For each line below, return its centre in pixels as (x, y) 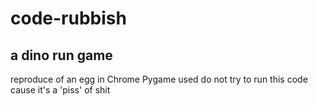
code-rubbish (68, 18)
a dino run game (61, 55)
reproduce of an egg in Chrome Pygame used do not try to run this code (159, 79)
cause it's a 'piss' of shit (60, 90)
